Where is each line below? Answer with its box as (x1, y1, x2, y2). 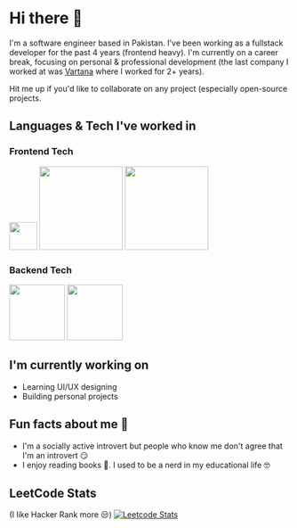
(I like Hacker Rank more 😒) (9, 509, 113, 520)
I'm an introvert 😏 (21, 450, 89, 460)
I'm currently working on (9, 358, 149, 373)
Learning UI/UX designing (21, 381, 117, 392)
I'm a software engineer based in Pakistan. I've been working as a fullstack (9, 37, 284, 48)
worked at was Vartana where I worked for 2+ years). (9, 66, 205, 77)
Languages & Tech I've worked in (9, 119, 197, 134)
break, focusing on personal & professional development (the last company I (9, 56, 289, 67)
